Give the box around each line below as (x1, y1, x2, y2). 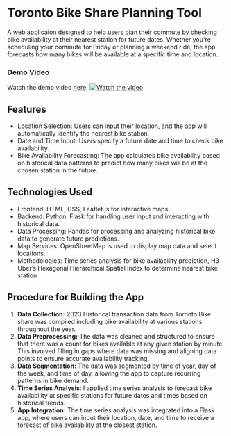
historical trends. (17, 398, 66, 407)
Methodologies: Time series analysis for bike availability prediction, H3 (17, 256, 220, 265)
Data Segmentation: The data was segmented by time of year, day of (17, 362, 216, 370)
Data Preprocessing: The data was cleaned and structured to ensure (17, 332, 215, 340)
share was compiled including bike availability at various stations (17, 317, 203, 325)
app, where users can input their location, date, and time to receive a (17, 413, 214, 421)
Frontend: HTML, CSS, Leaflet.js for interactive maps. (17, 204, 170, 213)
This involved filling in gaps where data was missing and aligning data (17, 346, 217, 355)
